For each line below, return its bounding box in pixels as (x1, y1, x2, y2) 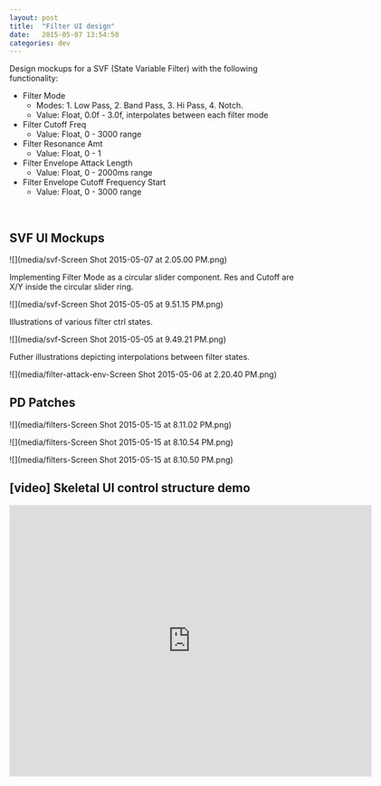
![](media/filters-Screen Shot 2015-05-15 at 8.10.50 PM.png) (9, 454, 233, 465)
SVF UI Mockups (9, 230, 106, 245)
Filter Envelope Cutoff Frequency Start (22, 177, 167, 188)
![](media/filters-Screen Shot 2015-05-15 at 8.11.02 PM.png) (9, 419, 233, 430)
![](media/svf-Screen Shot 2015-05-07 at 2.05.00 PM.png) (9, 254, 228, 265)
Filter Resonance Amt (22, 138, 103, 149)
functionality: (9, 73, 59, 84)
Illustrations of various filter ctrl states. (9, 317, 154, 327)
